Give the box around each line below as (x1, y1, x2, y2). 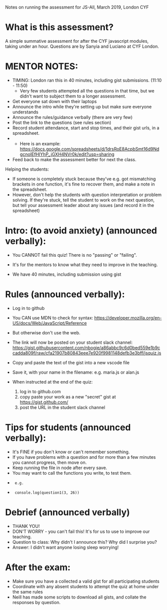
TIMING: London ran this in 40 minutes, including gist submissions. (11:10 (12, 77, 162, 83)
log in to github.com (19, 388, 61, 395)
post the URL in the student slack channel (19, 404, 105, 410)
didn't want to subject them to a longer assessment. (19, 93, 127, 99)
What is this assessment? (5, 22, 114, 33)
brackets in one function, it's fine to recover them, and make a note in (12, 181, 155, 187)
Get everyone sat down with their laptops (12, 98, 97, 104)
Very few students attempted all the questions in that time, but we (19, 88, 155, 94)
